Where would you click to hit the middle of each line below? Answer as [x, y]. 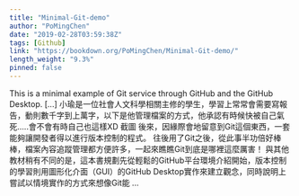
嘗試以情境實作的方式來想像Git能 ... [74, 183]
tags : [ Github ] [38, 43]
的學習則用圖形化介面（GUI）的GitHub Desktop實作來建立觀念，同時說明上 [148, 171]
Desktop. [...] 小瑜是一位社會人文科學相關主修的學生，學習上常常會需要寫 [145, 103]
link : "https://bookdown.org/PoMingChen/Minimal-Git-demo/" [124, 51]
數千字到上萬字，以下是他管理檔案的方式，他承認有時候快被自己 [158, 115]
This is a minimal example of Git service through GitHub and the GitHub [141, 93]
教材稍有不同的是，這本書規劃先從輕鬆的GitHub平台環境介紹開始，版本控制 [148, 160]
